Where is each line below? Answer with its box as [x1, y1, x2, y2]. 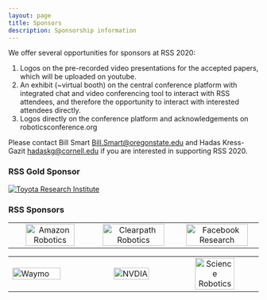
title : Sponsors [8, 19, 62, 27]
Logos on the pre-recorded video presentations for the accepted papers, [19, 63, 259, 73]
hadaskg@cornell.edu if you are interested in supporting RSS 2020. [26, 146, 248, 156]
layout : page [8, 11, 52, 20]
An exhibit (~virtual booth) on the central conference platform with [19, 80, 238, 90]
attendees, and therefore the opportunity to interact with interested [19, 97, 240, 107]
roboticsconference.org [19, 122, 98, 132]
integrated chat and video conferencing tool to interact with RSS [19, 89, 230, 98]
